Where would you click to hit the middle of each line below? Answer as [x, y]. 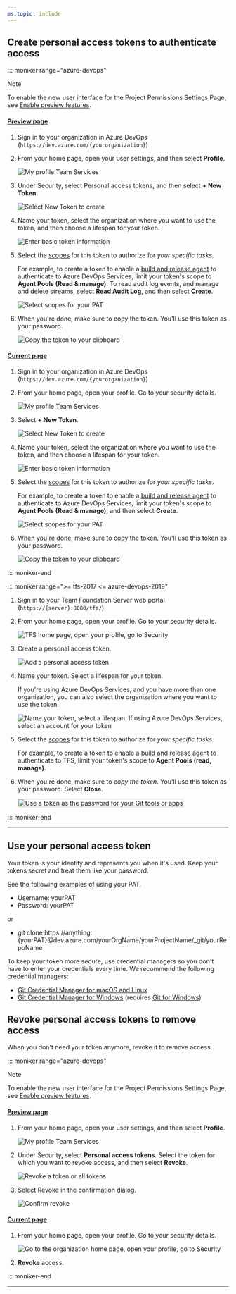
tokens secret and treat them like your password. [78, 870]
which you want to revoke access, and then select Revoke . [103, 1162]
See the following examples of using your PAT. [74, 884]
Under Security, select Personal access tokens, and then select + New [119, 185]
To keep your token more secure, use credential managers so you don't [111, 961]
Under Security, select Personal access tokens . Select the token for [116, 1155]
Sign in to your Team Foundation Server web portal [91, 600]
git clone [30, 932]
